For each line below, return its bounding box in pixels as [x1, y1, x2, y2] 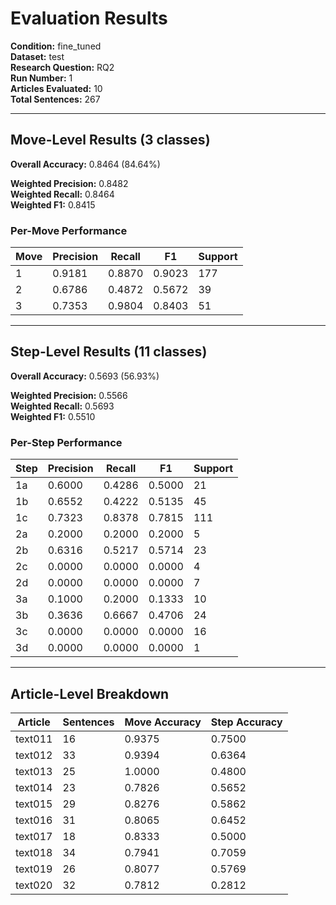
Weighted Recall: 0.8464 [10, 188, 115, 200]
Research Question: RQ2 [10, 61, 115, 73]
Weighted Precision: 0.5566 [10, 389, 128, 401]
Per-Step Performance [10, 435, 123, 449]
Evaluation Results [10, 7, 168, 30]
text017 [15, 829, 53, 843]
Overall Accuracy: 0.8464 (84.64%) [10, 158, 161, 170]
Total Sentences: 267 [10, 93, 101, 105]
